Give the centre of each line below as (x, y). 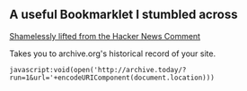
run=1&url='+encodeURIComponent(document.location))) (112, 78)
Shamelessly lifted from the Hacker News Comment (105, 36)
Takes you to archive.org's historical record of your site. (113, 54)
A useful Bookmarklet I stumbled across (123, 15)
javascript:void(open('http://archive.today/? (98, 70)
